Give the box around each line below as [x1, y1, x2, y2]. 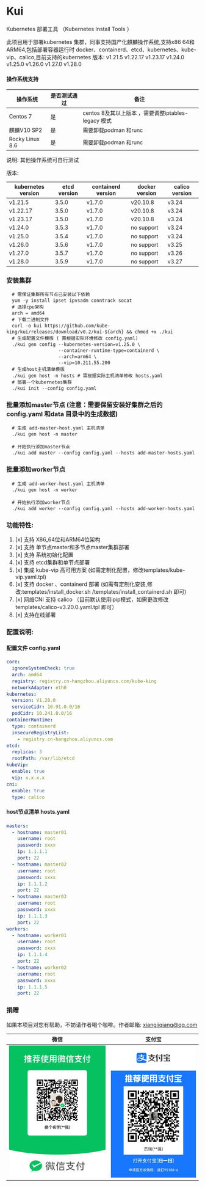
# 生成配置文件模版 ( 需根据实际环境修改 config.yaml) [12, 335, 138, 341]
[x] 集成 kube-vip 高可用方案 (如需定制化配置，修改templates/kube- [15, 566, 185, 574]
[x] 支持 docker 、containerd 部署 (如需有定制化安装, [15, 580, 148, 588]
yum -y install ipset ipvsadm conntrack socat [12, 298, 132, 304]
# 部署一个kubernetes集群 [12, 379, 72, 385]
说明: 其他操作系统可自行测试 [6, 156, 79, 163]
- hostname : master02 [12, 861, 67, 867]
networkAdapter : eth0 [12, 684, 67, 691]
